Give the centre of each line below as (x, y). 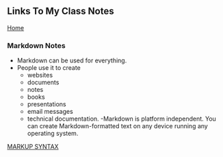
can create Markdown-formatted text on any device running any (118, 126)
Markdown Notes (37, 45)
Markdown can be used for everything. (72, 60)
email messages (50, 112)
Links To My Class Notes (61, 11)
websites (40, 75)
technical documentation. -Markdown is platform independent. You (122, 119)
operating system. (53, 134)
